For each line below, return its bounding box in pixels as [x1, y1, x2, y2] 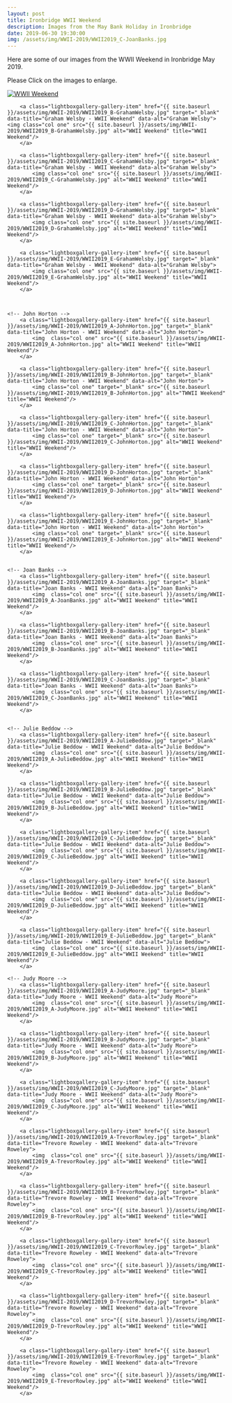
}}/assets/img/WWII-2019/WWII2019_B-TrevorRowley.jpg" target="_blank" [7, 1189, 219, 1196]
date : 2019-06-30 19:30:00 [7, 29, 86, 37]
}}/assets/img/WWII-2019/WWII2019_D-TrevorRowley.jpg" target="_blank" [7, 1298, 219, 1305]
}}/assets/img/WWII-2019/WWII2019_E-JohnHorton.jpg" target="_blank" [7, 518, 214, 525]
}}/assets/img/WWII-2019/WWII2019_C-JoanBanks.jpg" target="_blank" [7, 677, 210, 684]
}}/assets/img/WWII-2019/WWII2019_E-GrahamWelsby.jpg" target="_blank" [7, 256, 219, 263]
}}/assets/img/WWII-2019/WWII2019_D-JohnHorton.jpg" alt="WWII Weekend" [7, 487, 223, 495]
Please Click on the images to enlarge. [7, 76, 118, 84]
